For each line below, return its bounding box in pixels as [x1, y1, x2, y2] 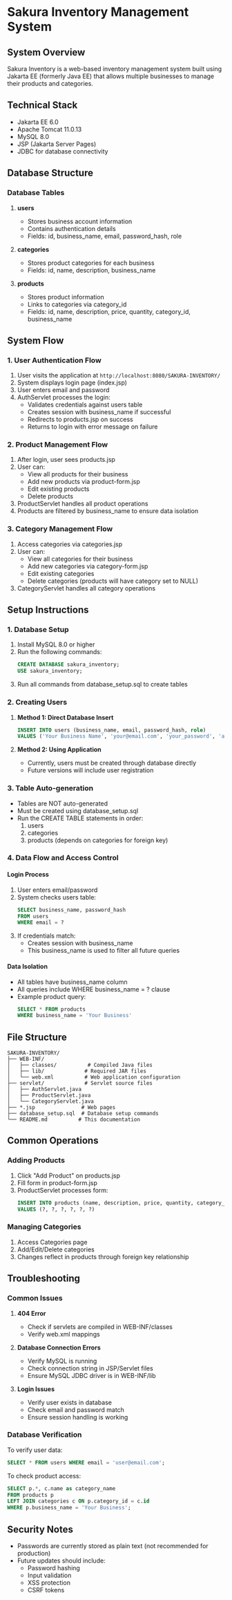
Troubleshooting [7, 1273, 81, 1285]
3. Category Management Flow [7, 524, 113, 534]
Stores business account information [27, 217, 133, 225]
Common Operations [7, 1135, 99, 1146]
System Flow [7, 335, 64, 346]
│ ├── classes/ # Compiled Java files [7, 1062, 153, 1069]
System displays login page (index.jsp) [17, 378, 128, 387]
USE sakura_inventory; [17, 668, 83, 675]
